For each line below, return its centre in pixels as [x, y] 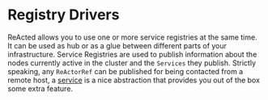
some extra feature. [40, 88]
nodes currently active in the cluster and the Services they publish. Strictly [132, 63]
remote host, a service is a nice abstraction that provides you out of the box [134, 80]
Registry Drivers [64, 15]
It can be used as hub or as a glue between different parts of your [117, 45]
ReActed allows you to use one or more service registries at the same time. [132, 37]
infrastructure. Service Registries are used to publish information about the [132, 54]
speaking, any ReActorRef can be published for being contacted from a [125, 71]
